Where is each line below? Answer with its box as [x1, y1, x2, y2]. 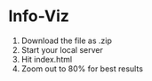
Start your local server [20, 44, 103, 55]
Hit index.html [20, 54, 73, 64]
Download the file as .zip [20, 35, 112, 46]
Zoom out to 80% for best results [20, 63, 144, 74]
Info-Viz [8, 6, 70, 26]
